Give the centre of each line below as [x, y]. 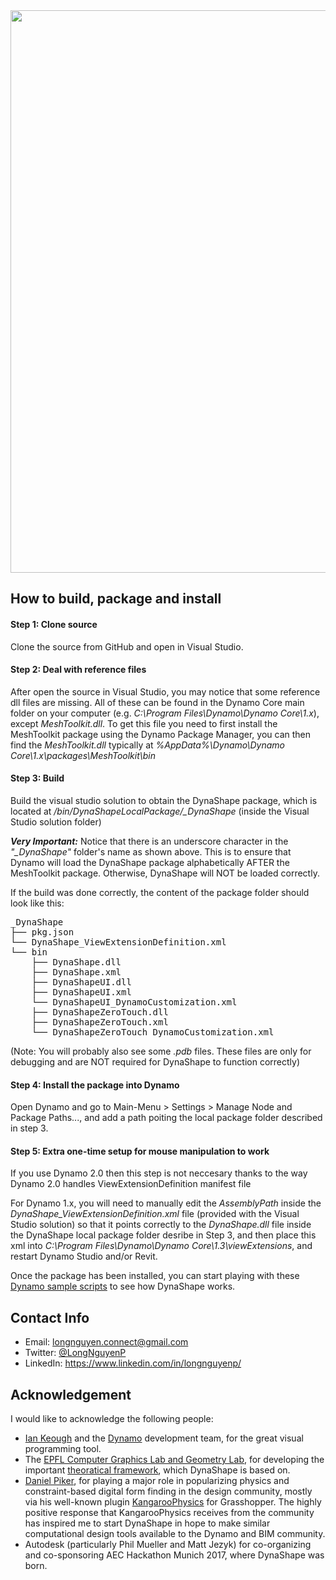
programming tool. [63, 1449]
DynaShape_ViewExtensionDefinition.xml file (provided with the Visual [155, 1214]
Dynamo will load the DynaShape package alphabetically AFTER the [150, 862]
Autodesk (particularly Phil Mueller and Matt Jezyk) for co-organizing [168, 1545]
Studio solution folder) [56, 822]
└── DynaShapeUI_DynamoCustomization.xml [134, 1002]
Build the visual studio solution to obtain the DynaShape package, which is [164, 800]
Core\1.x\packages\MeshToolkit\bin [83, 755]
